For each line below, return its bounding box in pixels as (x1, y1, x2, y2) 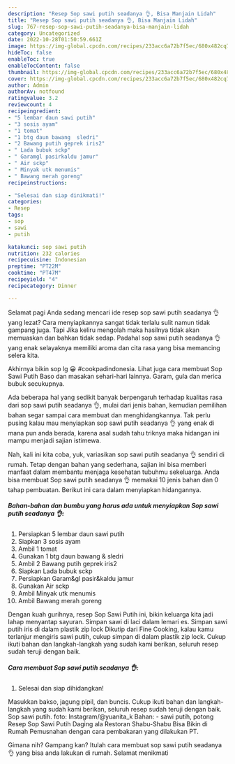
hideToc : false (8, 50, 52, 57)
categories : (8, 199, 43, 206)
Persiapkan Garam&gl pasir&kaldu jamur (17, 574, 135, 582)
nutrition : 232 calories (8, 250, 80, 257)
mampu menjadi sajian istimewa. (8, 436, 102, 445)
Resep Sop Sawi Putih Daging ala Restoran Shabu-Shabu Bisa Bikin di (8, 719, 208, 728)
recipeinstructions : (8, 179, 68, 186)
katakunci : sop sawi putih (8, 243, 86, 250)
